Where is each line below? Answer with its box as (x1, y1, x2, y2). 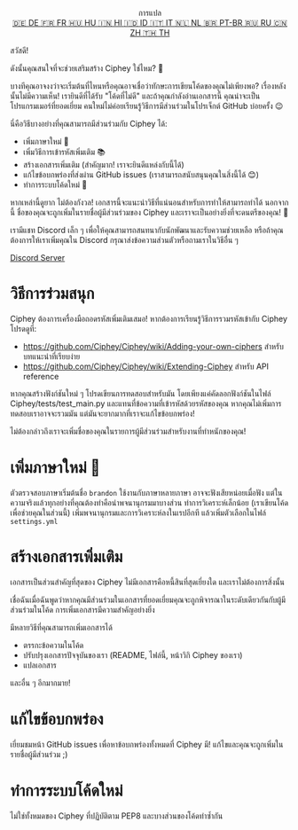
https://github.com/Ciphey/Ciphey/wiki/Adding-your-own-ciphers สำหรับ (22, 341, 285, 351)
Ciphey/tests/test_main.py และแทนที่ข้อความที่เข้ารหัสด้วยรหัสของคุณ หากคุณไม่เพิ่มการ (10, 398, 282, 409)
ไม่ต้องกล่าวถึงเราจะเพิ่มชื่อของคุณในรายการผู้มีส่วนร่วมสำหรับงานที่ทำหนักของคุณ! (10, 426, 247, 436)
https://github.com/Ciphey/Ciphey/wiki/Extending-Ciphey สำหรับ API (22, 361, 270, 372)
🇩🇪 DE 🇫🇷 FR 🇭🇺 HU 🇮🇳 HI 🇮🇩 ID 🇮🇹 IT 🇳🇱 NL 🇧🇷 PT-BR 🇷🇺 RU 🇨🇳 (12, 18, 287, 27)
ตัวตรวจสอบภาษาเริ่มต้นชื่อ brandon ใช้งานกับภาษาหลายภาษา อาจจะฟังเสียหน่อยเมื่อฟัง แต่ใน (10, 487, 283, 497)
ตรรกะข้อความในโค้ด (22, 639, 84, 650)
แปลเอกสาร (22, 660, 57, 670)
